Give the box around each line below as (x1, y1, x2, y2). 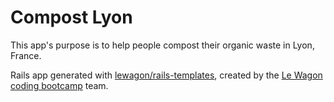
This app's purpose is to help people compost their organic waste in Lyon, (10, 39, 315, 51)
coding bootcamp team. (10, 79, 109, 91)
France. (10, 49, 42, 61)
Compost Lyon (10, 6, 133, 29)
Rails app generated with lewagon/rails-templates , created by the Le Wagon (10, 69, 323, 81)
